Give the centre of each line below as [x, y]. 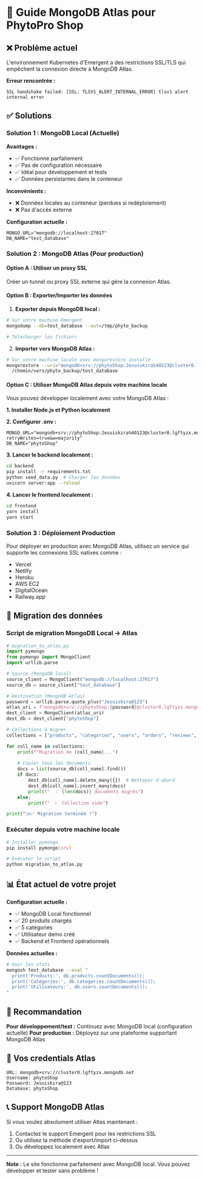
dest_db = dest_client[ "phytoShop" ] [53, 719]
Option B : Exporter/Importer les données [59, 295]
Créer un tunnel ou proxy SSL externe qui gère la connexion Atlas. [89, 281]
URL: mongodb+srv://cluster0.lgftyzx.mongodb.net [70, 1072]
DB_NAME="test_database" [38, 238]
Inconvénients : [26, 191]
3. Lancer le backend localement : [50, 455]
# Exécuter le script [34, 859]
